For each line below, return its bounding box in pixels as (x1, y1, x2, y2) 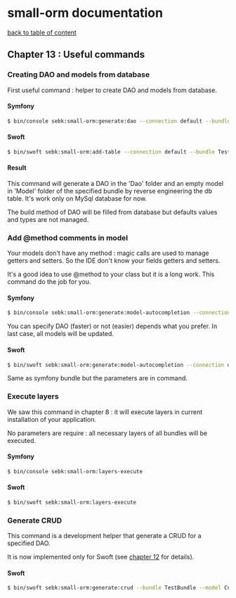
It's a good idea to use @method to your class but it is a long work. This (7, 270, 215, 279)
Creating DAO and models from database (7, 70, 150, 80)
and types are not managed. (7, 215, 89, 223)
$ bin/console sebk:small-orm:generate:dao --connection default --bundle (7, 118, 231, 125)
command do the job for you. (7, 278, 91, 286)
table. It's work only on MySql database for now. (7, 194, 147, 202)
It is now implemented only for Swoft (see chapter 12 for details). (7, 553, 195, 561)
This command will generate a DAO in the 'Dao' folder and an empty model (7, 179, 223, 187)
